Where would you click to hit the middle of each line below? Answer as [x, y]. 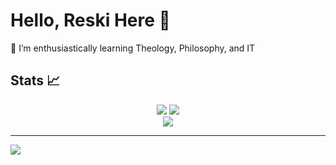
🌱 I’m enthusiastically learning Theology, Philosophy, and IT [133, 48]
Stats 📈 [35, 80]
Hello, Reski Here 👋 [90, 20]
